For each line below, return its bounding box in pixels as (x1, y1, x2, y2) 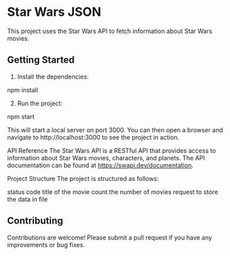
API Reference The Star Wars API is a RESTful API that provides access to (7, 146, 216, 155)
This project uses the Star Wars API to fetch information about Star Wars (7, 27, 213, 35)
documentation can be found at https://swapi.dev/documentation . (7, 161, 194, 169)
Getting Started (7, 54, 75, 66)
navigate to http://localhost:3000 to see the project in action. (7, 133, 180, 141)
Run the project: (17, 99, 63, 107)
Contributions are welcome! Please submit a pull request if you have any (7, 233, 212, 242)
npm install (7, 85, 39, 94)
